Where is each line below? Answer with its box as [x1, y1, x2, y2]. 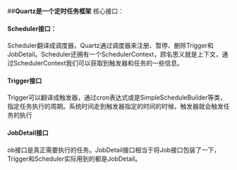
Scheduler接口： [7, 24, 57, 32]
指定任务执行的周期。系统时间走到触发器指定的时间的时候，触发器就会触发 [7, 102, 224, 111]
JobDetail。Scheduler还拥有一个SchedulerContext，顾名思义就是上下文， [7, 50, 222, 59]
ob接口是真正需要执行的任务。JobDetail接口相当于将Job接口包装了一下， [7, 145, 221, 154]
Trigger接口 [7, 76, 42, 85]
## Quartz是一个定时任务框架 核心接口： [7, 7, 125, 15]
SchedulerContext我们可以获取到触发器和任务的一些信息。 [13, 59, 183, 68]
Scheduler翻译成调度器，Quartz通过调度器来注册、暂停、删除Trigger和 [7, 42, 214, 50]
